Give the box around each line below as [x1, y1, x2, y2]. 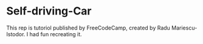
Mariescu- [171, 24, 198, 31]
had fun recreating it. [29, 30, 82, 37]
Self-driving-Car [6, 4, 92, 18]
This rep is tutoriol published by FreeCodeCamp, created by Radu [6, 24, 170, 31]
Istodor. [6, 30, 26, 37]
